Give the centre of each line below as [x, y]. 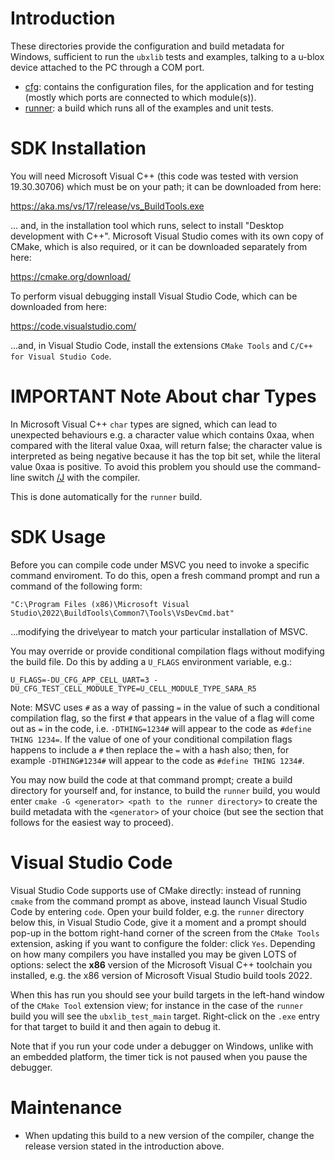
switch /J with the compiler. [84, 477]
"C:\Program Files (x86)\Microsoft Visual [100, 604]
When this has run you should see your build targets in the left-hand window [167, 994]
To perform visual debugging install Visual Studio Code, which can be [154, 296]
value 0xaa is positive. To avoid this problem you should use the [142, 466]
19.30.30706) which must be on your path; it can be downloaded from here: [166, 186]
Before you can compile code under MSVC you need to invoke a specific [160, 564]
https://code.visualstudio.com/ [73, 326]
